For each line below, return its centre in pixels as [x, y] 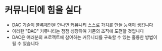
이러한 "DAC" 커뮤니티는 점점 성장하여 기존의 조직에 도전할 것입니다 [78, 31]
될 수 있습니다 [25, 43]
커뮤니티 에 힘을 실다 [43, 10]
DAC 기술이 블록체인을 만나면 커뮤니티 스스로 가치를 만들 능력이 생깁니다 [82, 25]
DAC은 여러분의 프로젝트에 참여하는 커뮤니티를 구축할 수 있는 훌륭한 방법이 [84, 37]
